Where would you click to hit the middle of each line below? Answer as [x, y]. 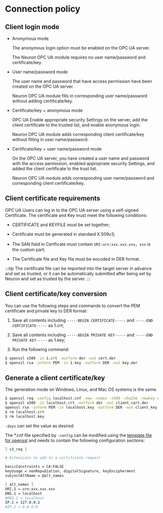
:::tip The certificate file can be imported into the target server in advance [78, 268]
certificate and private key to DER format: [46, 311]
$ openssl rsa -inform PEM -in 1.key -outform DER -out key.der [71, 363]
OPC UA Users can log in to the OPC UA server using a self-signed [72, 210]
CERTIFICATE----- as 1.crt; [38, 325]
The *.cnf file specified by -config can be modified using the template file [78, 435]
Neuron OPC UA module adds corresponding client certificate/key [78, 134]
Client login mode [32, 27]
